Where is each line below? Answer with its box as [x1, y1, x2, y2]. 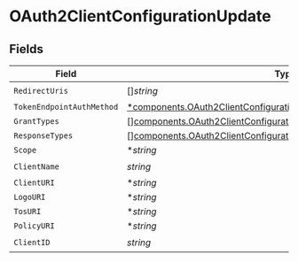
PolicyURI [13, 221, 55, 231]
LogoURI [13, 192, 46, 202]
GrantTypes [13, 117, 59, 126]
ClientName [13, 161, 59, 172]
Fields [9, 42, 44, 57]
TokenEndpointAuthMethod [13, 102, 119, 112]
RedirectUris [13, 86, 69, 96]
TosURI [13, 206, 42, 216]
